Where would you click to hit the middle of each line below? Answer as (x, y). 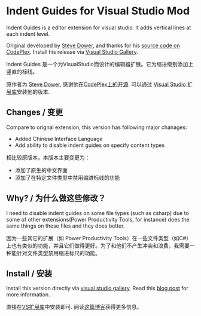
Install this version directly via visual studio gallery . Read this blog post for (97, 289)
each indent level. (28, 33)
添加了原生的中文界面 (41, 170)
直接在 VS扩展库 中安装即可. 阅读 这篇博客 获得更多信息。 (74, 307)
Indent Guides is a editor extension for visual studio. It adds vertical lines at (99, 27)
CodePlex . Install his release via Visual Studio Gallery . (72, 51)
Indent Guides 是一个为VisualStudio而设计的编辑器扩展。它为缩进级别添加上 (100, 64)
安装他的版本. (33, 91)
